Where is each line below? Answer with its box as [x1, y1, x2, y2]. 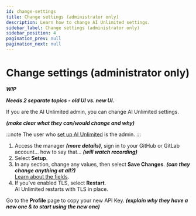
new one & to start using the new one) [6, 203, 101, 210]
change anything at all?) [14, 167, 76, 174]
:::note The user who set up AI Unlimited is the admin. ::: [6, 131, 142, 138]
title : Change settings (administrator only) [6, 14, 119, 20]
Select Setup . [14, 154, 48, 161]
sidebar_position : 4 [6, 30, 57, 36]
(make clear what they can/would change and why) [6, 119, 135, 126]
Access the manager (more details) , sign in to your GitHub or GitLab [14, 142, 180, 149]
